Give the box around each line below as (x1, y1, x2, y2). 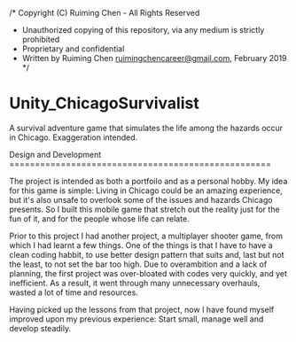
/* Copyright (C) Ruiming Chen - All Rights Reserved (9, 8, 200, 18)
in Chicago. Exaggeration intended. (9, 132, 138, 143)
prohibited (21, 35, 60, 44)
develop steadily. (9, 323, 72, 333)
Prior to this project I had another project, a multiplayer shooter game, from (9, 230, 284, 241)
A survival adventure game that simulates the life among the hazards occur (9, 122, 284, 133)
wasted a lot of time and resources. (9, 287, 139, 298)
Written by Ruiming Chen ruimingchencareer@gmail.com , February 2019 (21, 53, 287, 63)
